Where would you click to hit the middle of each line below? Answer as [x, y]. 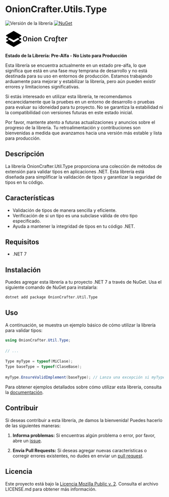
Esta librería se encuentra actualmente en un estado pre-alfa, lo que [76, 65]
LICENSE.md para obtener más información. [51, 489]
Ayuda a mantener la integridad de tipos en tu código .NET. [74, 226]
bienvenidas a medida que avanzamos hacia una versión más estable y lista [84, 133]
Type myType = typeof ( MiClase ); [39, 361]
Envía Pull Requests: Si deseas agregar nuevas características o [79, 450]
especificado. [27, 221]
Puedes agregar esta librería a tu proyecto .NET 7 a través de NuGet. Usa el [83, 282]
